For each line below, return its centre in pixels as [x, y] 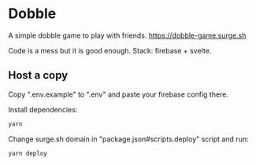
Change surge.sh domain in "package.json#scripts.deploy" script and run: [128, 139]
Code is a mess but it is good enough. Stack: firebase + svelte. [110, 50]
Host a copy [38, 75]
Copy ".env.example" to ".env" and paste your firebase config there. [118, 94]
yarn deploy [28, 153]
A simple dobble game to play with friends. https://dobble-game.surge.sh [127, 35]
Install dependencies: [43, 109]
